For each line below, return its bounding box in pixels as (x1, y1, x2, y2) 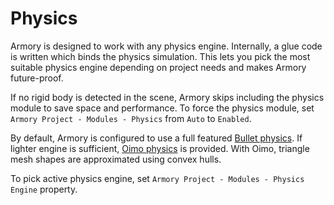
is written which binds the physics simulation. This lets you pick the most (10, 50, 311, 62)
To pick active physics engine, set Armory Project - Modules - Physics (10, 172, 305, 184)
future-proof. (10, 72, 64, 84)
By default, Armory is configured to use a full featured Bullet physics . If (10, 132, 303, 144)
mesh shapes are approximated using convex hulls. (10, 153, 222, 165)
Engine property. (10, 183, 78, 195)
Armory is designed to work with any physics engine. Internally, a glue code (10, 40, 323, 52)
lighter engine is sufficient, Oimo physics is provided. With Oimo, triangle (10, 142, 310, 154)
